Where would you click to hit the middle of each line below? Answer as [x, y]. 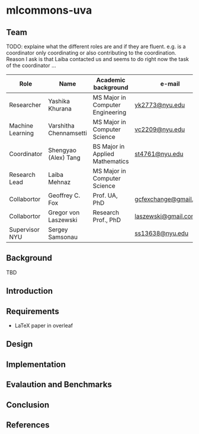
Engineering [110, 112]
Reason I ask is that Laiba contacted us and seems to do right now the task [98, 59]
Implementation [36, 364]
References [28, 425]
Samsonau [63, 237]
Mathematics [111, 161]
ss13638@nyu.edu [161, 233]
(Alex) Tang [65, 158]
